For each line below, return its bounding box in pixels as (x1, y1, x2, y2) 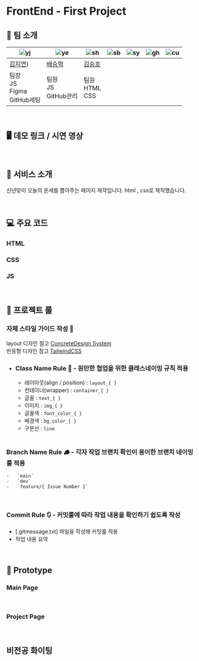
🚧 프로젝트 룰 (6, 305, 53, 315)
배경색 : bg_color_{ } (24, 417, 77, 425)
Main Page (6, 584, 38, 592)
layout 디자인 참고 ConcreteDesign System (6, 339, 111, 347)
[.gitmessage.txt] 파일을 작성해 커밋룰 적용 (15, 528, 118, 535)
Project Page (6, 612, 45, 621)
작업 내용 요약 (15, 535, 48, 543)
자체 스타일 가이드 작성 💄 (6, 325, 74, 333)
